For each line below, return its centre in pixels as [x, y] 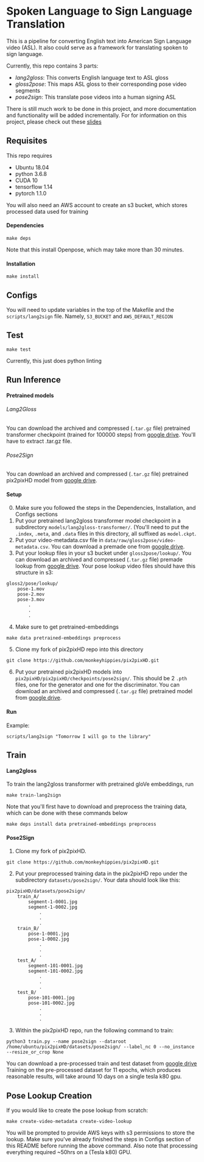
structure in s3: [34, 572]
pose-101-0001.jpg [51, 998]
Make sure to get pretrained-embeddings [67, 627]
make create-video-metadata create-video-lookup [69, 1122]
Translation [36, 24]
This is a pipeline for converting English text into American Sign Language [99, 41]
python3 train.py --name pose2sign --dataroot [66, 1042]
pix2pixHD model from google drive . [52, 481]
